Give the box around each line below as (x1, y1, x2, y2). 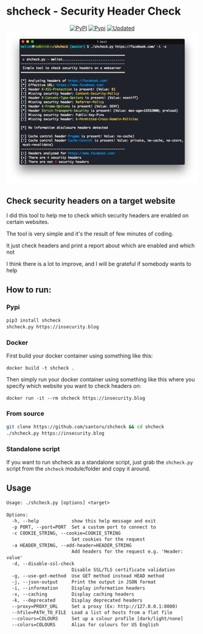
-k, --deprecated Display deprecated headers (12, 597, 143, 603)
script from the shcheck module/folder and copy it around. (6, 465, 151, 472)
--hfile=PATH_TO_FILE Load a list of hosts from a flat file (12, 610, 173, 616)
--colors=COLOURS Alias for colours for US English (12, 622, 159, 628)
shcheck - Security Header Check (6, 4, 181, 18)
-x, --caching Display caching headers (12, 591, 135, 597)
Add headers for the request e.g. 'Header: (71, 549, 184, 555)
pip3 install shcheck (6, 317, 61, 323)
